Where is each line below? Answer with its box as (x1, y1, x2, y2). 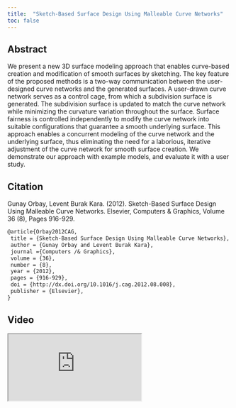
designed (7, 84, 35, 93)
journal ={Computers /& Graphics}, (10, 248, 116, 255)
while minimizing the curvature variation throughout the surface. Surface (7, 107, 220, 116)
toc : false (7, 17, 40, 24)
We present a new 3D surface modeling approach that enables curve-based (7, 62, 230, 71)
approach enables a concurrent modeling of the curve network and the (7, 130, 215, 138)
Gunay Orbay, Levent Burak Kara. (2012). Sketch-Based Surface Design (7, 199, 217, 208)
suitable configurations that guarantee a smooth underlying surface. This (7, 122, 221, 131)
